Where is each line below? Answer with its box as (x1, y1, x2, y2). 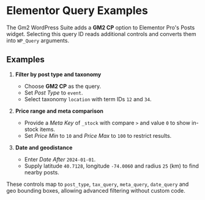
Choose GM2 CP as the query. (24, 82, 102, 90)
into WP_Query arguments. (6, 37, 69, 44)
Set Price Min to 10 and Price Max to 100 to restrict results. (24, 132, 172, 139)
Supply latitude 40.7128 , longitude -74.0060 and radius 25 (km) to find (24, 162, 199, 170)
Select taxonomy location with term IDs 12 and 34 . (24, 95, 152, 102)
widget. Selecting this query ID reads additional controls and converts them (6, 30, 196, 37)
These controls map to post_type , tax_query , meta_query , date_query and (6, 180, 189, 188)
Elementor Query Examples (6, 4, 148, 18)
